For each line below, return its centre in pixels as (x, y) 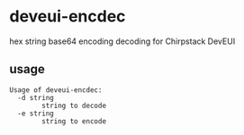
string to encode (74, 121)
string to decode (74, 105)
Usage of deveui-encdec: (56, 90)
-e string (36, 114)
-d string (36, 97)
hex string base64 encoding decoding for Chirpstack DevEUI (122, 41)
